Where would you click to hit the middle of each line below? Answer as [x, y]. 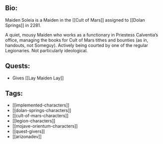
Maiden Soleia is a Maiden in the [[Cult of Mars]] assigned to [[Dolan [75, 20]
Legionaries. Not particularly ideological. [47, 50]
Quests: [18, 66]
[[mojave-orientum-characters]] [45, 126]
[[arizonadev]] [27, 137]
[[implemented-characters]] [41, 105]
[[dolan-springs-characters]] [42, 110]
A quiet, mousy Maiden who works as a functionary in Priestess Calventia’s [82, 35]
